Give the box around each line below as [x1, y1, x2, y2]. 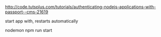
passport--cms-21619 [5, 9, 48, 15]
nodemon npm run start [5, 28, 52, 33]
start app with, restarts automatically [5, 18, 79, 24]
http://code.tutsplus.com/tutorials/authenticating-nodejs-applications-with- [5, 4, 156, 9]
